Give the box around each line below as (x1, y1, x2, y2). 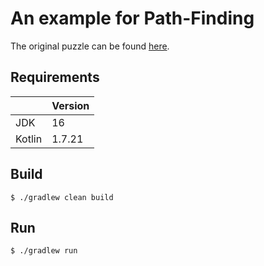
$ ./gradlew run (10, 246, 78, 256)
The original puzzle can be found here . (10, 40, 170, 52)
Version (51, 98, 90, 112)
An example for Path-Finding (10, 7, 255, 30)
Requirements (10, 69, 100, 86)
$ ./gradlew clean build (10, 192, 114, 202)
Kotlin (15, 132, 43, 146)
